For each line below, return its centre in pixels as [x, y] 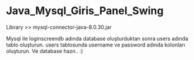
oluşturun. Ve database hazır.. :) [45, 51]
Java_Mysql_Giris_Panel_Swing [85, 11]
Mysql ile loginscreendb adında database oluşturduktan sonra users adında [97, 38]
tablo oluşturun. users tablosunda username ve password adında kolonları [96, 45]
